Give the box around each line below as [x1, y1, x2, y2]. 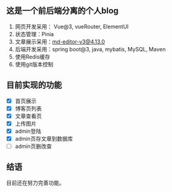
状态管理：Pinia [14, 30, 54, 37]
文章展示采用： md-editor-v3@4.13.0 [14, 38, 106, 45]
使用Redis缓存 [14, 53, 51, 60]
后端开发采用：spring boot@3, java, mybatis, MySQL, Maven [14, 45, 166, 53]
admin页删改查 [14, 142, 53, 150]
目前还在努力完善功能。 [6, 179, 65, 186]
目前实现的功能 [6, 80, 62, 91]
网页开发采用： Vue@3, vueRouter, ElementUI [14, 23, 129, 30]
